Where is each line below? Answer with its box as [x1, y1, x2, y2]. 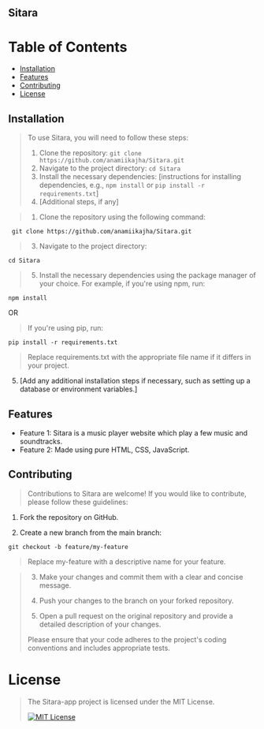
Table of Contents [8, 38, 128, 56]
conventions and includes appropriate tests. [27, 643, 171, 652]
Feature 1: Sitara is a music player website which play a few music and [19, 428, 248, 437]
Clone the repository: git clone [39, 148, 142, 158]
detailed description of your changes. [39, 619, 162, 629]
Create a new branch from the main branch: [19, 528, 162, 537]
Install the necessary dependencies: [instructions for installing [39, 172, 242, 181]
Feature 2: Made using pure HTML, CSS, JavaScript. [19, 445, 190, 454]
